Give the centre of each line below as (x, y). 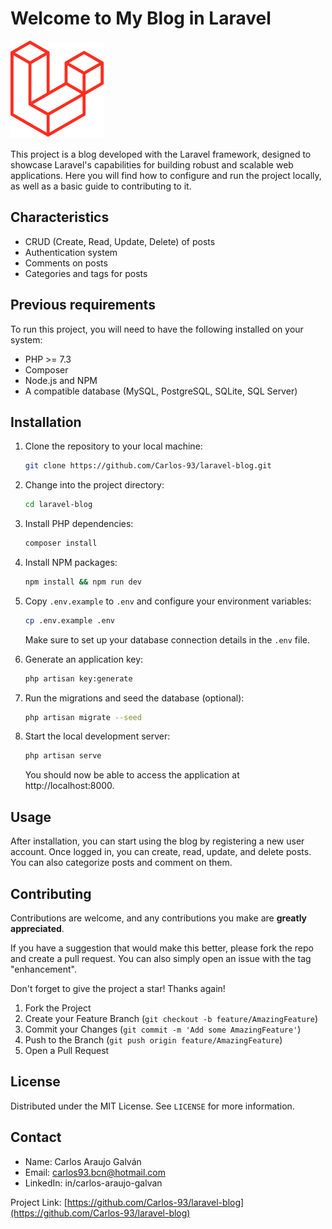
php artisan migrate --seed (83, 717)
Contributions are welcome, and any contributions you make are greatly (159, 918)
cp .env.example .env (69, 620)
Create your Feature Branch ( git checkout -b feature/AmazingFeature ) (171, 1018)
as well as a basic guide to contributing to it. (101, 186)
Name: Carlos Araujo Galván (83, 1161)
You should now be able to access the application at (132, 775)
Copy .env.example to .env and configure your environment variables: (168, 601)
